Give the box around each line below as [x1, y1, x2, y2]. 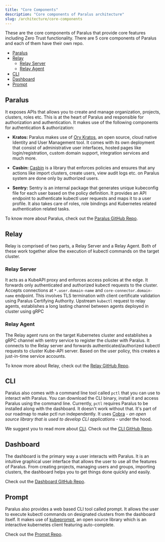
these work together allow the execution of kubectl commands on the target [5, 248, 159, 254]
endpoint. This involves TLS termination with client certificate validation [15, 292, 160, 299]
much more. [12, 155, 37, 161]
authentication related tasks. [12, 206, 70, 212]
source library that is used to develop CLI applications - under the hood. [5, 416, 152, 422]
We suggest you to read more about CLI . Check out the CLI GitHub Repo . [5, 426, 153, 432]
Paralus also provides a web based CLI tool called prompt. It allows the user [5, 506, 159, 512]
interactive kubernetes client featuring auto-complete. [5, 522, 115, 528]
